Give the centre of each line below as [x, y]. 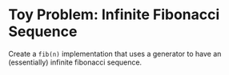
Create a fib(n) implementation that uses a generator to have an [115, 53]
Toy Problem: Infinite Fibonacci [114, 15]
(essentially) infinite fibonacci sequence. [75, 62]
